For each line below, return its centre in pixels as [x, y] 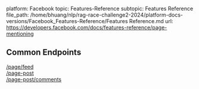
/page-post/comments [34, 79]
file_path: [18, 15]
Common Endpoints [44, 53]
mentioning [20, 34]
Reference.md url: [151, 21]
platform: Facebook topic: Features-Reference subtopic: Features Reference [100, 9]
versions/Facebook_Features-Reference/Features [67, 21]
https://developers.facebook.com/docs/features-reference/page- [87, 27]
